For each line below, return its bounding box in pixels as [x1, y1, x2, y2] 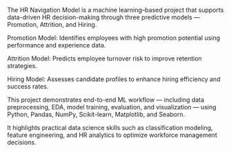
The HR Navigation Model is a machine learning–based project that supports [7, 6, 224, 14]
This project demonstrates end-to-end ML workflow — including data [7, 96, 205, 104]
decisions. [7, 138, 37, 146]
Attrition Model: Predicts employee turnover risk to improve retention [7, 54, 202, 63]
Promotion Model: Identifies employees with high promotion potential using [7, 34, 221, 42]
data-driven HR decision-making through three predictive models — [7, 13, 201, 21]
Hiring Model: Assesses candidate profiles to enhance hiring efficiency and [7, 75, 221, 83]
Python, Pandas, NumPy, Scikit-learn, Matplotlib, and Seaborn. [7, 110, 185, 118]
